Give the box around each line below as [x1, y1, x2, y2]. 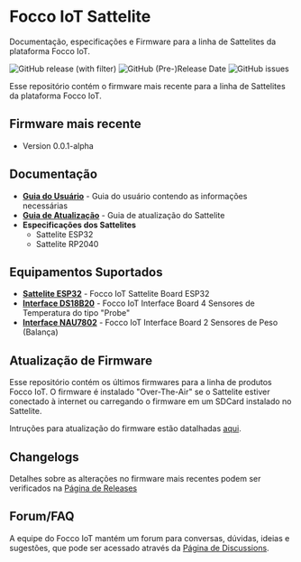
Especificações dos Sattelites [22, 219, 137, 230]
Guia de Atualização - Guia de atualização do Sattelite [22, 209, 225, 220]
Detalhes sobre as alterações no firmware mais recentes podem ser [9, 474, 261, 484]
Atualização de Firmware [9, 353, 153, 368]
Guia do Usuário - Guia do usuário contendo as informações [22, 190, 248, 201]
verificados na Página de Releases [9, 483, 138, 493]
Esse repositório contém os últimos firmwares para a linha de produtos [9, 377, 272, 388]
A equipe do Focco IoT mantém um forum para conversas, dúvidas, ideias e [9, 532, 290, 543]
